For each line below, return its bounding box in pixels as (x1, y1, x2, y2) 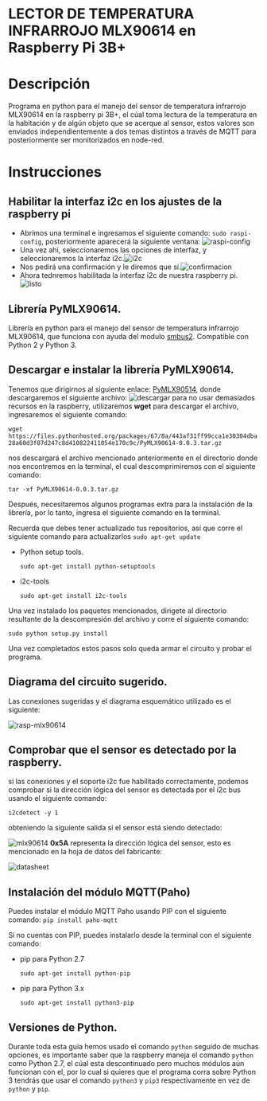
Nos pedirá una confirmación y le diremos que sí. (19, 262, 181, 271)
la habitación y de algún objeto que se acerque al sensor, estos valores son (8, 119, 255, 128)
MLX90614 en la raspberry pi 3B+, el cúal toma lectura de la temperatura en (8, 110, 257, 119)
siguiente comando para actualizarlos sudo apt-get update (8, 531, 201, 541)
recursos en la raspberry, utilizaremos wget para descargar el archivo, (8, 401, 239, 411)
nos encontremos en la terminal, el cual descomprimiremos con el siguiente (8, 461, 256, 470)
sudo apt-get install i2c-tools (19, 591, 127, 599)
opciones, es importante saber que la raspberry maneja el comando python (8, 1050, 254, 1060)
